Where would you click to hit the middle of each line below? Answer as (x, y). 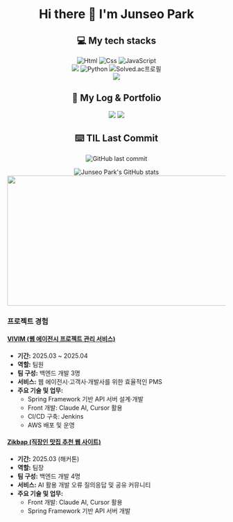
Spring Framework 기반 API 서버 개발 (79, 511)
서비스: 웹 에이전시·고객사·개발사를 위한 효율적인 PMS (90, 381)
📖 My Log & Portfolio (116, 98)
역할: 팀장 (30, 467)
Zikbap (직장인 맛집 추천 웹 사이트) (54, 442)
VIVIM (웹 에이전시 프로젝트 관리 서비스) (61, 339)
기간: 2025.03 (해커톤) (48, 459)
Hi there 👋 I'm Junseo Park (116, 14)
